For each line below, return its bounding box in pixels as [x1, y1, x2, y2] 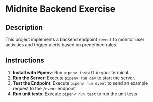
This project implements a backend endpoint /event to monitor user [5, 36, 145, 42]
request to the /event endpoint [12, 85, 76, 91]
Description [5, 23, 43, 32]
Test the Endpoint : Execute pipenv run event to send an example [12, 80, 148, 86]
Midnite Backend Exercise [5, 3, 116, 15]
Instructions [5, 56, 44, 65]
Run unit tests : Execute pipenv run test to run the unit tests [12, 91, 138, 97]
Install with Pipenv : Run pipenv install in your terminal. [12, 69, 130, 75]
